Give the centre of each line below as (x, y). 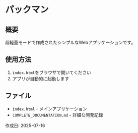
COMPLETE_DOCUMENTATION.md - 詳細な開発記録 (58, 115)
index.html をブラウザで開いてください (52, 72)
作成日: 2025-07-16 (25, 125)
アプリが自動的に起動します (41, 78)
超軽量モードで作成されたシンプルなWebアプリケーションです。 (70, 42)
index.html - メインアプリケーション (50, 109)
